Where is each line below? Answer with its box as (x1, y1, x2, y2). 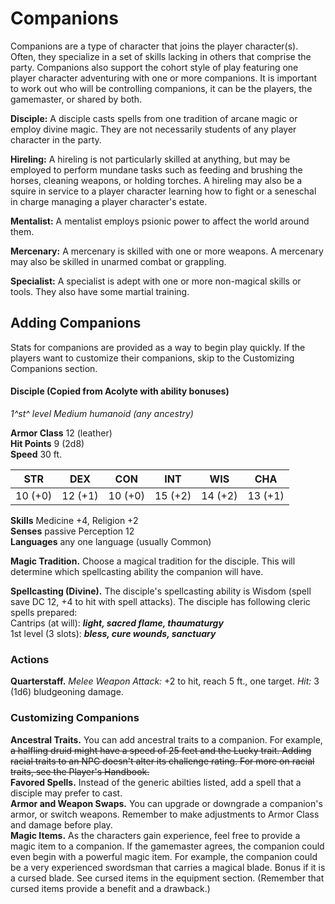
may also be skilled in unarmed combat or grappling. (10, 255, 227, 267)
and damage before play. (10, 818, 113, 831)
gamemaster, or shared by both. (10, 93, 143, 105)
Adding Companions (10, 315, 142, 332)
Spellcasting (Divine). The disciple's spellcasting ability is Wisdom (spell (10, 585, 312, 597)
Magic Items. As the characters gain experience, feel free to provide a (10, 829, 301, 841)
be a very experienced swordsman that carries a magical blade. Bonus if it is (10, 861, 326, 873)
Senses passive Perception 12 (10, 525, 135, 537)
